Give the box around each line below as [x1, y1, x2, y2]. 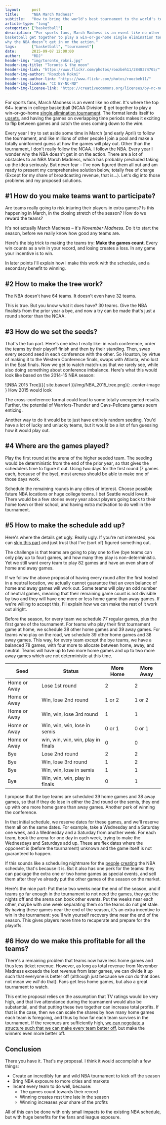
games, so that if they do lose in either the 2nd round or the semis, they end [5, 799, 160, 805]
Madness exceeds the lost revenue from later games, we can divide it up [5, 968, 153, 974]
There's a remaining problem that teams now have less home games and [5, 958, 153, 964]
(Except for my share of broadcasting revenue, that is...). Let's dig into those [5, 172, 161, 178]
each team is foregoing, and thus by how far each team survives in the [5, 1015, 149, 1021]
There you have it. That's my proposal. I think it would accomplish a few [5, 1058, 152, 1064]
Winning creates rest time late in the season [19, 1094, 110, 1100]
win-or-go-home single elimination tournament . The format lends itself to [5, 110, 154, 116]
